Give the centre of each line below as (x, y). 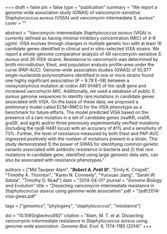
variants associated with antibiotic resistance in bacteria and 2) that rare (79, 149)
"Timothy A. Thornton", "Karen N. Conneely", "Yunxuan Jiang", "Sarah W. (81, 175)
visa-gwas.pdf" (21, 196)
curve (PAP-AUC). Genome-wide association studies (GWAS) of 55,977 (78, 70)
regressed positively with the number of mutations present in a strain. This (82, 139)
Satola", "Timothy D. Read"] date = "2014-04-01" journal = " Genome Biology (83, 180)
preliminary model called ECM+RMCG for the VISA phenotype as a (74, 107)
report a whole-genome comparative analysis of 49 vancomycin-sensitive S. (84, 54)
